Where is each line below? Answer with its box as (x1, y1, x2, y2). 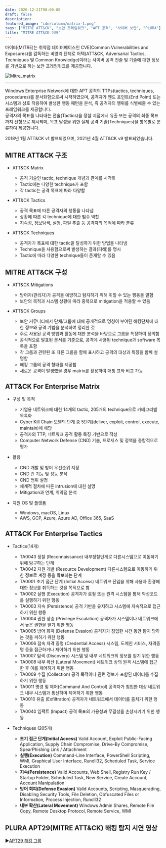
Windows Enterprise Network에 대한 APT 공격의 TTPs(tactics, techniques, (5, 88, 154, 94)
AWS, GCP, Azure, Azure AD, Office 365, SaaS (19, 515, 114, 521)
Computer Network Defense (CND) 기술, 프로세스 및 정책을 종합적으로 (19, 438, 158, 444)
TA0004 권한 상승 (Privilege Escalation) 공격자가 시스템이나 (19, 616, 137, 622)
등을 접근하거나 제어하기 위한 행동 (25, 647, 90, 652)
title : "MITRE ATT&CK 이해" (5, 30, 61, 35)
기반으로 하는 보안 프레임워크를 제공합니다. (10, 63, 92, 69)
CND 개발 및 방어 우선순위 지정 (19, 465, 80, 471)
